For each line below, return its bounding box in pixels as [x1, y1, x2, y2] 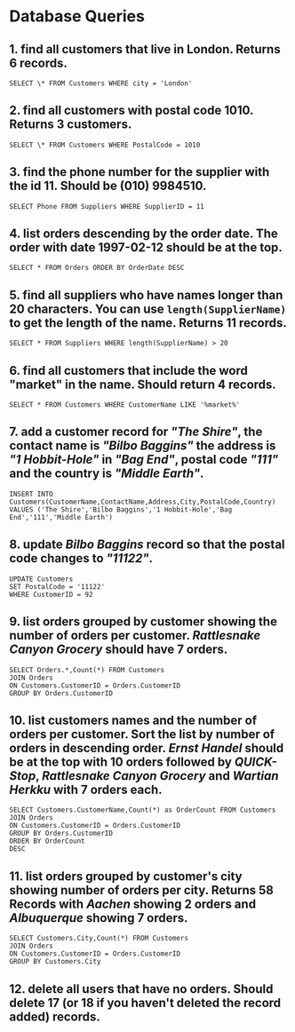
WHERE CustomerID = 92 [9, 590, 93, 599]
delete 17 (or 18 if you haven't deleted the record [9, 995, 282, 1010]
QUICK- [234, 754, 277, 769]
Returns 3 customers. [9, 117, 132, 132]
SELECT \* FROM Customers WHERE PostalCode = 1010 [9, 140, 201, 149]
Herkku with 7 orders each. [9, 782, 163, 797]
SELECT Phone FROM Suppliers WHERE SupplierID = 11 [9, 202, 204, 210]
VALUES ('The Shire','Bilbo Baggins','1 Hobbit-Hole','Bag [9, 504, 233, 514]
